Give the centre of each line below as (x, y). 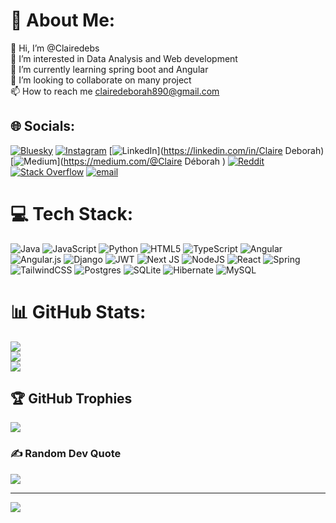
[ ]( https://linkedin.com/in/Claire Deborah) (216, 150)
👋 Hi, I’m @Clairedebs (55, 48)
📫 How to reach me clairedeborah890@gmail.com (115, 91)
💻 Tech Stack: (72, 213)
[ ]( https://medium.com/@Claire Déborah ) (118, 161)
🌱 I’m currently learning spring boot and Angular (109, 69)
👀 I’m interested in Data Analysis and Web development (124, 58)
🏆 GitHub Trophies (71, 399)
